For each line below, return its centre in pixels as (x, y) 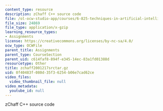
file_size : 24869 (23, 23)
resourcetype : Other (26, 63)
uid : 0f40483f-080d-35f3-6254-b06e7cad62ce (50, 73)
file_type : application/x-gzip (37, 28)
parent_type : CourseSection (33, 55)
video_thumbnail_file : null (38, 81)
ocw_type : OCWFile (24, 46)
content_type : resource (29, 9)
